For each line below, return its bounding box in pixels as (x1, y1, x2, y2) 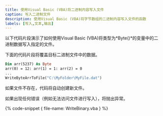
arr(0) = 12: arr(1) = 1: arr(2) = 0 (5, 66, 82, 72)
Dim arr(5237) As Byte (5, 62, 52, 67)
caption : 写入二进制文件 (5, 12, 51, 17)
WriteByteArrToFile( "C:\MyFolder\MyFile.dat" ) (5, 75, 102, 80)
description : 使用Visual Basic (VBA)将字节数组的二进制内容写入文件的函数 (5, 16, 146, 21)
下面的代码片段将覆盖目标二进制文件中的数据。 (5, 52, 100, 58)
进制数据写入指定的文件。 (5, 41, 57, 47)
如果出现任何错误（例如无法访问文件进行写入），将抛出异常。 (5, 95, 128, 101)
